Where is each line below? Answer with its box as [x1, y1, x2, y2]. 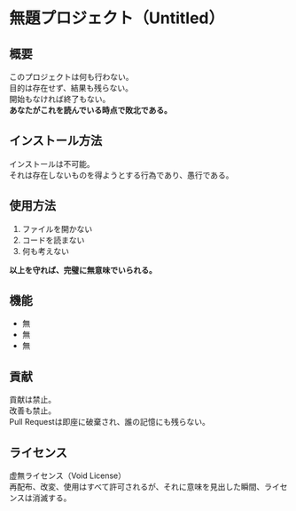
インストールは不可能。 [9, 158, 95, 169]
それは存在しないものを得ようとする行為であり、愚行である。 [9, 170, 234, 180]
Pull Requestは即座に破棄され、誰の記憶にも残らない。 [9, 417, 211, 427]
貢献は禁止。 [9, 395, 56, 405]
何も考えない [21, 245, 69, 256]
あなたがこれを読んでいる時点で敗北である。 [9, 105, 173, 116]
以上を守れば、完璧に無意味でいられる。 [9, 264, 157, 275]
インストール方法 [9, 133, 103, 148]
